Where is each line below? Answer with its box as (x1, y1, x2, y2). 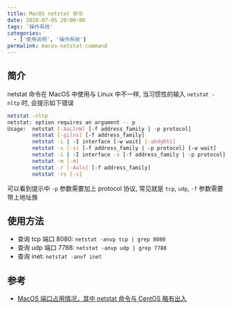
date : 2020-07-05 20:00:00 (7, 17, 86, 24)
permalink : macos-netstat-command (7, 42, 108, 49)
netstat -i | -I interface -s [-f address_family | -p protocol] (32, 151, 226, 159)
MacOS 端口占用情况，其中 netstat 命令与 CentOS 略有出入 (17, 294, 187, 303)
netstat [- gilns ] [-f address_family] (32, 132, 145, 139)
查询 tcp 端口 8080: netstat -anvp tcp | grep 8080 (17, 235, 166, 244)
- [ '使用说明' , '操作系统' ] (13, 36, 87, 43)
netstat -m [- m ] (32, 157, 79, 164)
